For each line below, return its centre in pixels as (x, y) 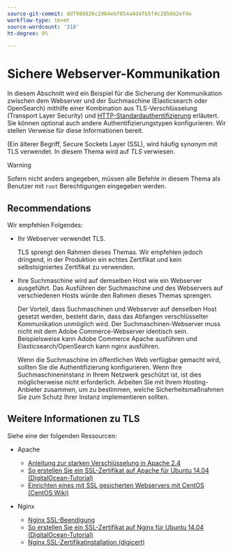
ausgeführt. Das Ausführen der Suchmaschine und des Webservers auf (120, 288)
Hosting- (196, 382)
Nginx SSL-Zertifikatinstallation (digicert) (86, 542)
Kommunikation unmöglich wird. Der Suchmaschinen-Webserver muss (119, 324)
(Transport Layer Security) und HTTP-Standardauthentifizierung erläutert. (113, 115)
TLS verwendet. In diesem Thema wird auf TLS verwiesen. (91, 152)
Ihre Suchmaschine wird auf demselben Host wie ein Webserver (110, 280)
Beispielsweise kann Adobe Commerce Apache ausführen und (107, 339)
